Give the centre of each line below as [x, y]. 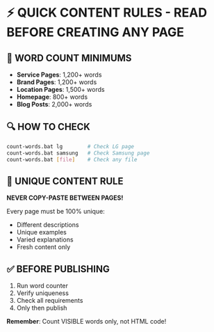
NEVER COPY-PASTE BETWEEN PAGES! [65, 198]
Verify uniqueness [42, 293]
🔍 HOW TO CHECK [49, 127]
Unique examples [41, 232]
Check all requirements [50, 301]
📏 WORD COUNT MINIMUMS [69, 58]
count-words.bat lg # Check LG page [71, 146]
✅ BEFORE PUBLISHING [58, 269]
